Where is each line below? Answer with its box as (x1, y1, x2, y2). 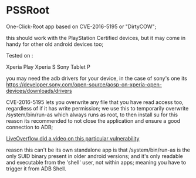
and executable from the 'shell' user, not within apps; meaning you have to (6, 159, 187, 166)
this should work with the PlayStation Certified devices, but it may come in (6, 34, 186, 41)
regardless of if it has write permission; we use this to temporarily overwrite (6, 105, 189, 112)
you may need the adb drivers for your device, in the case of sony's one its (6, 75, 188, 82)
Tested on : (6, 52, 33, 59)
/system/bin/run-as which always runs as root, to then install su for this (6, 111, 178, 118)
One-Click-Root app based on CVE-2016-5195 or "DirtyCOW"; (6, 23, 157, 30)
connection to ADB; (6, 123, 53, 130)
